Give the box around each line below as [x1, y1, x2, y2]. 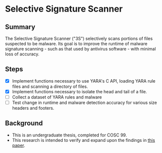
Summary [5, 23, 36, 31]
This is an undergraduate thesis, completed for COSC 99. [12, 132, 127, 138]
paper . [12, 142, 25, 148]
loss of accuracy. [5, 51, 40, 57]
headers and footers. [12, 105, 54, 111]
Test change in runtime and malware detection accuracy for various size [12, 100, 157, 105]
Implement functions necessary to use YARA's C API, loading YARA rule [12, 78, 156, 84]
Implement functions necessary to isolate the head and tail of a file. [12, 88, 147, 94]
